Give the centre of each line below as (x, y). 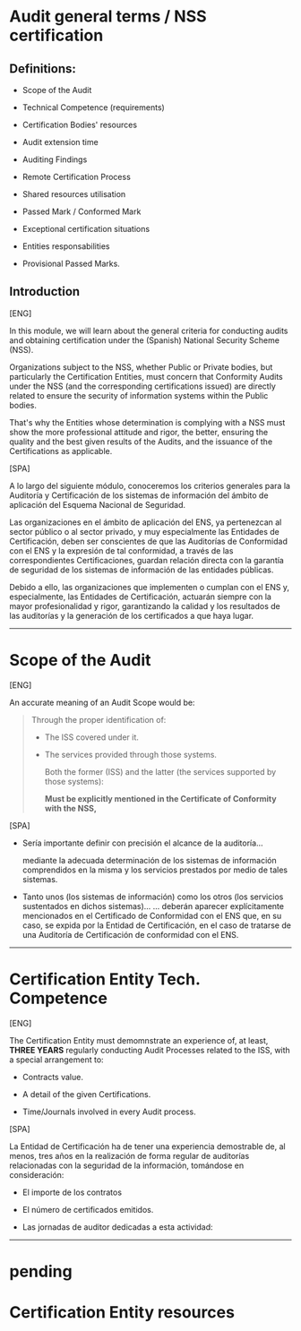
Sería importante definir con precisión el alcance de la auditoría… (142, 843)
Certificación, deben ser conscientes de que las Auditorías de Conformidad (149, 541)
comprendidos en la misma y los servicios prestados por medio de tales (155, 870)
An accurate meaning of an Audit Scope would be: (102, 702)
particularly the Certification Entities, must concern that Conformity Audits (146, 376)
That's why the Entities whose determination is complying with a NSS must (147, 422)
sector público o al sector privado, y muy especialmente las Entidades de (145, 531)
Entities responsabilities (66, 246)
